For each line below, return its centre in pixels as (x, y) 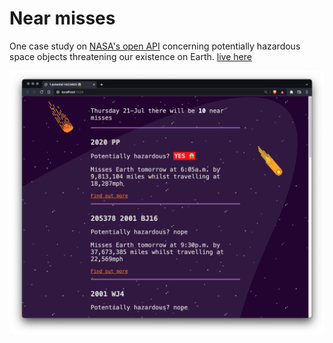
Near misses (62, 18)
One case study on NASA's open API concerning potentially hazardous (155, 46)
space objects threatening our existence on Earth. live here (130, 56)
